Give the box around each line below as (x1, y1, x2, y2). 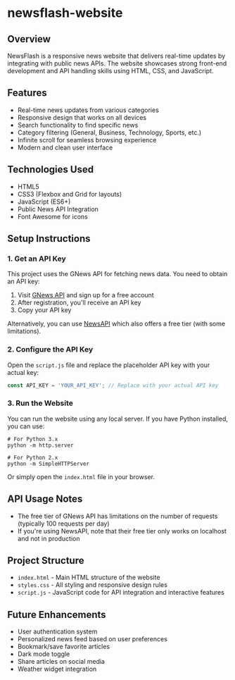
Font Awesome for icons (17, 212, 88, 221)
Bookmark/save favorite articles (17, 643, 110, 651)
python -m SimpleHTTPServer (7, 460, 90, 467)
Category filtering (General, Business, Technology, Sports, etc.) (17, 128, 202, 137)
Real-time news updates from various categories (17, 106, 160, 114)
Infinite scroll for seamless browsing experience (17, 135, 157, 144)
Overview (7, 33, 51, 45)
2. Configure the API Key (7, 345, 94, 354)
